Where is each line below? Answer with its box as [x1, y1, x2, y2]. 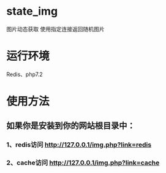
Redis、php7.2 [6, 71, 43, 78]
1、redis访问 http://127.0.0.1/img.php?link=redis [6, 140, 152, 149]
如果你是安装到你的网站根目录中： [6, 121, 135, 131]
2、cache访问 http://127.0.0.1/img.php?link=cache [6, 158, 160, 167]
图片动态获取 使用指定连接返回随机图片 [6, 25, 105, 33]
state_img [6, 4, 58, 18]
